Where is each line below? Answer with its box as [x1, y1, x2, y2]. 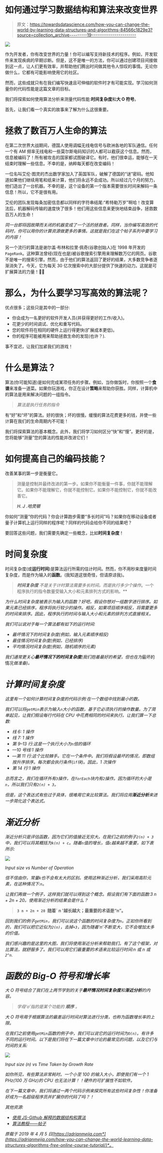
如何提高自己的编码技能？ [5, 453, 107, 464]
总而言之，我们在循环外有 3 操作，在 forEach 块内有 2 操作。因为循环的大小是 [5, 775, 152, 781]
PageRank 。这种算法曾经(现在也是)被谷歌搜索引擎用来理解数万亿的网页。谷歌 [5, 250, 157, 256]
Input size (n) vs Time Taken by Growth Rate [5, 1062, 94, 1067]
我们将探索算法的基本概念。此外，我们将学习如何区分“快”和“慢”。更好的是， [5, 428, 157, 434]
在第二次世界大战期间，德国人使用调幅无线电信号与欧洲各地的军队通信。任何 [5, 142, 158, 148]
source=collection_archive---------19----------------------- [16, 32, 136, 38]
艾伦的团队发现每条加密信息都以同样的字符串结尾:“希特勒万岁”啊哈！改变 [5, 199, 150, 205]
